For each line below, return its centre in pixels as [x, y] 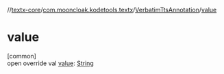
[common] [22, 56]
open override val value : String [50, 63]
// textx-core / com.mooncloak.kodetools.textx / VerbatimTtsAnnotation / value [112, 10]
